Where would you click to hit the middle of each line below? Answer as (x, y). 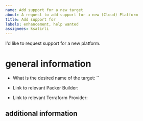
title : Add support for (31, 19)
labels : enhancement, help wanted (42, 24)
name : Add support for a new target (44, 10)
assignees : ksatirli (27, 29)
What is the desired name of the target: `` (56, 78)
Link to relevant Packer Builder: (45, 88)
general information (48, 64)
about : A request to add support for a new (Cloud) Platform (72, 15)
